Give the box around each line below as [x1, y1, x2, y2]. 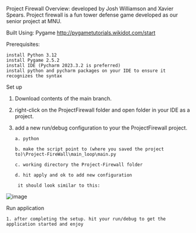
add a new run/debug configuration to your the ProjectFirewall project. [14, 124, 188, 131]
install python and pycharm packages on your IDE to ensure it [6, 68, 166, 74]
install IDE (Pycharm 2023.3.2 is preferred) [6, 62, 121, 68]
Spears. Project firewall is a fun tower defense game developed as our [6, 11, 178, 18]
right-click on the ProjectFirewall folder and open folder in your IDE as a [14, 106, 190, 114]
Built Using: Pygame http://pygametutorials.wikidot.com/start [6, 29, 156, 36]
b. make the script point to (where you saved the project [14, 146, 165, 152]
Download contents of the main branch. [14, 95, 112, 102]
